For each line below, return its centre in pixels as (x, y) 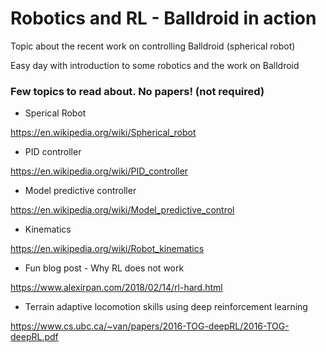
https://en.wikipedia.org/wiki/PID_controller (99, 171)
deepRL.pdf (34, 337)
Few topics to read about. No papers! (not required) (137, 91)
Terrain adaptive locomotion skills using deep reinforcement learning (166, 307)
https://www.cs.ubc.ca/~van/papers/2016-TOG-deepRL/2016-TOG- (150, 326)
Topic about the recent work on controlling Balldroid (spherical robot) (153, 46)
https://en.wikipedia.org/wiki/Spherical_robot (103, 133)
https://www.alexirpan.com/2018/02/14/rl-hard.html (116, 288)
